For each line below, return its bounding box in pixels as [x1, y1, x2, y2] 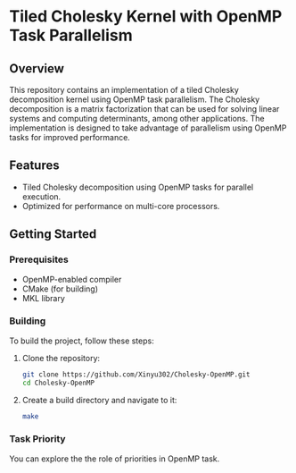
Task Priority [9, 433, 66, 445]
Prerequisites [9, 253, 69, 266]
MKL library [21, 292, 65, 303]
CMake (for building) [21, 283, 99, 294]
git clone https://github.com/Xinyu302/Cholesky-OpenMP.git [21, 369, 251, 379]
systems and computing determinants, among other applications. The [9, 114, 265, 123]
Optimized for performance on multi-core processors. [21, 200, 220, 211]
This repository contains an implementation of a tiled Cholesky [9, 85, 239, 95]
